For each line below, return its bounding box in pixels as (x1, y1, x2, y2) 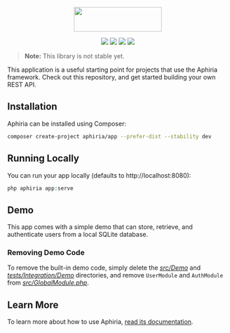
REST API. (7, 81, 36, 89)
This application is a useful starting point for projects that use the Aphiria (7, 65, 218, 74)
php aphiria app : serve (7, 185, 74, 192)
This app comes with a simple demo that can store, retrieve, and (7, 223, 193, 231)
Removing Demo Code (7, 248, 86, 258)
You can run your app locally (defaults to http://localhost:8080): (7, 171, 191, 179)
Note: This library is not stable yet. (24, 52, 125, 60)
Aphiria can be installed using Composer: (7, 119, 126, 128)
